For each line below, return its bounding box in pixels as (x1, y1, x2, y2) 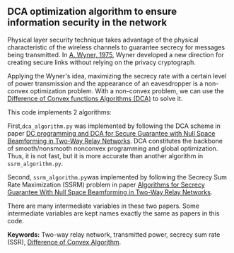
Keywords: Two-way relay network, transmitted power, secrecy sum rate (7, 230, 221, 239)
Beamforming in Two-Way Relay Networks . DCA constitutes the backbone (7, 136, 223, 145)
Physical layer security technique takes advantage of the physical (7, 35, 199, 44)
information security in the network (7, 17, 168, 29)
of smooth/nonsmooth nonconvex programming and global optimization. (7, 144, 218, 153)
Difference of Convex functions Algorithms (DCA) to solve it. (7, 94, 183, 102)
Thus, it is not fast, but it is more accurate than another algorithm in (7, 151, 204, 160)
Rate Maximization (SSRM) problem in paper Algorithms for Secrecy (7, 180, 205, 189)
